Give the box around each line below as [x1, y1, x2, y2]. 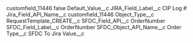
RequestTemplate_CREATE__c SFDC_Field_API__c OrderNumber [6, 17, 166, 24]
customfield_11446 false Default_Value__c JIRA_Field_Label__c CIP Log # [6, 5, 187, 11]
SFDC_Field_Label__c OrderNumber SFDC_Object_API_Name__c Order [6, 24, 182, 30]
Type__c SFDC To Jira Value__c [6, 30, 85, 37]
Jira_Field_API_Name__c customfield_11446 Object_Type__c [6, 11, 155, 18]
